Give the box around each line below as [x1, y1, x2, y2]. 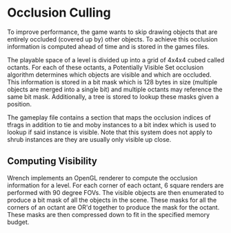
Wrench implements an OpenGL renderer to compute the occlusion [7, 174, 198, 182]
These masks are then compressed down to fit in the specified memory [7, 210, 210, 218]
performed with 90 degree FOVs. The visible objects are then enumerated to [7, 188, 224, 196]
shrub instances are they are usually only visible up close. [7, 135, 172, 143]
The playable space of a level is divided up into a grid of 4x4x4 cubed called [7, 55, 225, 64]
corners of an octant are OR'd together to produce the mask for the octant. [7, 203, 220, 212]
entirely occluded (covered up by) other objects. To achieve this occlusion [7, 35, 219, 43]
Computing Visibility [7, 156, 98, 167]
